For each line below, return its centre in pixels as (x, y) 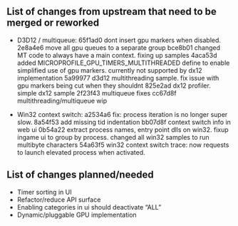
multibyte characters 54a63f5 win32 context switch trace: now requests (123, 145)
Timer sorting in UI (44, 192)
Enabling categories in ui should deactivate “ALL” (89, 207)
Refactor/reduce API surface (59, 200)
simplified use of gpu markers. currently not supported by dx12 (109, 70)
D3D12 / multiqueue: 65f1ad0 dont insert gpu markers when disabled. (119, 40)
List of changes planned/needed (80, 175)
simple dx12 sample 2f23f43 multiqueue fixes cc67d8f (97, 93)
